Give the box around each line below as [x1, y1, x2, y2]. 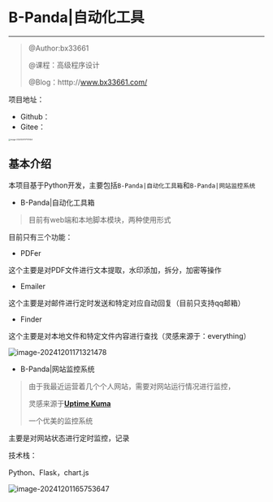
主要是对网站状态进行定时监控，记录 [8, 433, 130, 443]
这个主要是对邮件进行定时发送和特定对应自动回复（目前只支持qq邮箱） [8, 298, 245, 308]
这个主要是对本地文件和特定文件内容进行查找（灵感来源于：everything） [8, 331, 251, 340]
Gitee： [19, 122, 46, 132]
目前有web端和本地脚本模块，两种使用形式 [28, 214, 171, 224]
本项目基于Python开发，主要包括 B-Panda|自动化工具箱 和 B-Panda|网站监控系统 [8, 180, 256, 190]
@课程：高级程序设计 [28, 59, 100, 70]
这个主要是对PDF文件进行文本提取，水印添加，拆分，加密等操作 [8, 265, 222, 275]
